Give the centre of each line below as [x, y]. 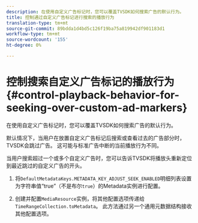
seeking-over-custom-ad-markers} [97, 108]
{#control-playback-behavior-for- [93, 95]
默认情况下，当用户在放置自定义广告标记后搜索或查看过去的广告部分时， [95, 138]
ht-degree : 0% [24, 46]
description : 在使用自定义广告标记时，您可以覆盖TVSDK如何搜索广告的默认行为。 [95, 12]
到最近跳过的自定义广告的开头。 [46, 165]
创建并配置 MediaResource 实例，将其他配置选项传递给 [80, 198]
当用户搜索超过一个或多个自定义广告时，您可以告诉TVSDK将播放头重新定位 [99, 158]
